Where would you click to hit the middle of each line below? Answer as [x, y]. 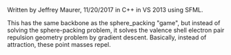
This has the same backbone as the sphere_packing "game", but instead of [114, 23]
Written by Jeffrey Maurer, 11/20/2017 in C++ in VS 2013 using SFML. [105, 10]
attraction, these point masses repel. [59, 44]
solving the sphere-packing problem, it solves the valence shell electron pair [116, 30]
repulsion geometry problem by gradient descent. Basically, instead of [107, 37]
